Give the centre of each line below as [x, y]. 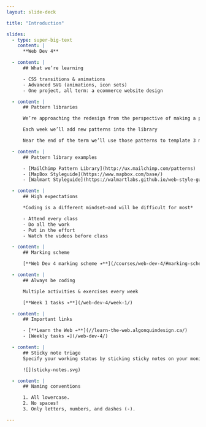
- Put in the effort [49, 230]
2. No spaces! [41, 403]
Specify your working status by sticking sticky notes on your [105, 359]
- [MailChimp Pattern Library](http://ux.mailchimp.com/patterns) [109, 168]
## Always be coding [49, 280]
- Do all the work [46, 225]
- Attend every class [50, 218]
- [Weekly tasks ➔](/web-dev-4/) [65, 336]
